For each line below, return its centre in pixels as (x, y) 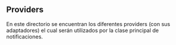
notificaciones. (25, 36)
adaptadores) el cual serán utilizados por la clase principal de (83, 30)
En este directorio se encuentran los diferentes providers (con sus (88, 24)
